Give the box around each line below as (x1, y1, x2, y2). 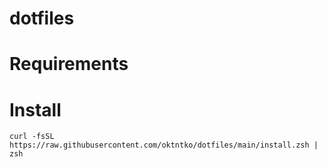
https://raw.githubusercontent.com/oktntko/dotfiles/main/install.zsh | (9, 140, 319, 151)
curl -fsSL (9, 132, 55, 142)
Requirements (9, 53, 129, 76)
